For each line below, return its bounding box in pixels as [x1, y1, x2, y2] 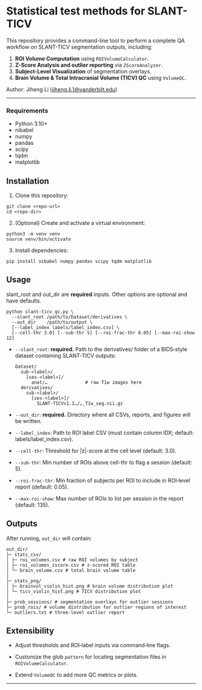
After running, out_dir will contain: [6, 534, 92, 542]
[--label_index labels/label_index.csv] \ [11, 324, 120, 330]
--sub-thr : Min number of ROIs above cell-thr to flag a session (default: [14, 458, 192, 466]
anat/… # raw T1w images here [31, 379, 142, 386]
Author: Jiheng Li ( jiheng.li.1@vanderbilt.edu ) [6, 85, 118, 93]
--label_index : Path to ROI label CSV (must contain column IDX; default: [14, 429, 194, 436]
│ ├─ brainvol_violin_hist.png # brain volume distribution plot [6, 583, 173, 589]
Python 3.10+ [14, 120, 48, 128]
